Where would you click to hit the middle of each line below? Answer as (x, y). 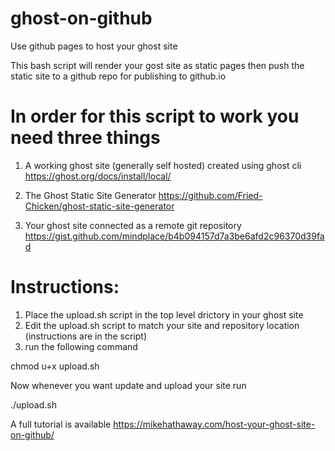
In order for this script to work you (155, 116)
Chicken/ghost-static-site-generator (99, 206)
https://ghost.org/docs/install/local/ (98, 176)
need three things (85, 138)
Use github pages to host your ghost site (94, 46)
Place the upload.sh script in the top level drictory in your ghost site (164, 314)
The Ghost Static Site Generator (90, 195)
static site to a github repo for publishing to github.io (118, 76)
